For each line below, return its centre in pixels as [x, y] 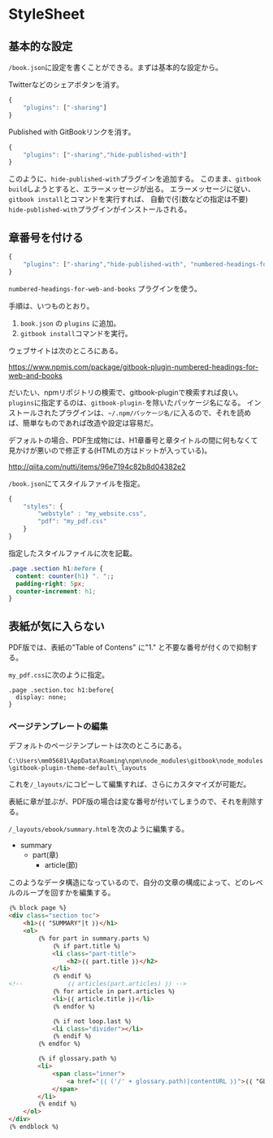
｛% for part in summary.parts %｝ [94, 938]
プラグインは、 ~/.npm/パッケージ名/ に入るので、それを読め [155, 413]
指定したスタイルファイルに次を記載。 [72, 553]
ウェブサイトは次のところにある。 [65, 350]
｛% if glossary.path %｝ [78, 1059]
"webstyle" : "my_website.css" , [93, 514]
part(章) [45, 855]
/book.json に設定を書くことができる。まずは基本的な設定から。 [116, 67]
